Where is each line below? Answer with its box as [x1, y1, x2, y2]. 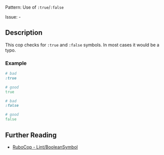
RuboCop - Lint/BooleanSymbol [12, 144, 78, 150]
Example [5, 60, 27, 67]
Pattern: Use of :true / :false [5, 5, 64, 10]
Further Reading [5, 130, 57, 139]
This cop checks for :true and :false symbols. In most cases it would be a [5, 42, 159, 48]
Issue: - [5, 14, 21, 20]
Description [5, 29, 42, 37]
